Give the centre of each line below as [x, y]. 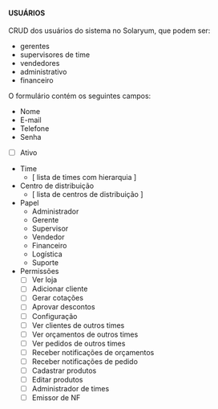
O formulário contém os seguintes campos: [80, 96]
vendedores [40, 63]
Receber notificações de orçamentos [93, 352]
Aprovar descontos [63, 307]
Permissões [39, 272]
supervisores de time [55, 55]
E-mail [30, 120]
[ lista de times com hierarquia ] [84, 178]
